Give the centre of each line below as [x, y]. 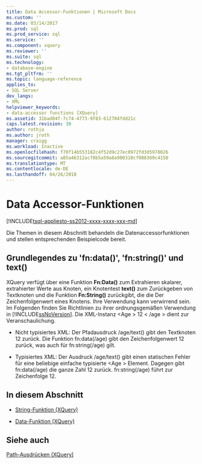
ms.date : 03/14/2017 [32, 23]
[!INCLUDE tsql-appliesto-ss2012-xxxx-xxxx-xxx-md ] [72, 221]
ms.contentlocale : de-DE [37, 169]
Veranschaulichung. [31, 320]
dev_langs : [20, 96]
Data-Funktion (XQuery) [45, 421]
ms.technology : [25, 62]
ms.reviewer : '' [27, 51]
